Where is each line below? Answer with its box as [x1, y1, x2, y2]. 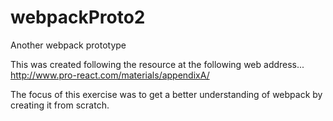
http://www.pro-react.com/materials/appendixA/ [10, 69, 210, 81]
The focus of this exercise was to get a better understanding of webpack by [10, 88, 323, 100]
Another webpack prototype [10, 39, 127, 51]
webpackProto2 [10, 6, 146, 29]
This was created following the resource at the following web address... [10, 58, 305, 70]
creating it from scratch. [10, 99, 110, 111]
